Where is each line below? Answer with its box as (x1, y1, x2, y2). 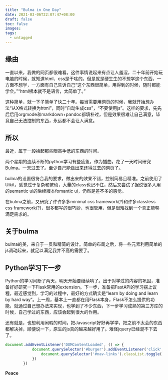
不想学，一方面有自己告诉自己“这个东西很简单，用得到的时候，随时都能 (13, 82, 161, 88)
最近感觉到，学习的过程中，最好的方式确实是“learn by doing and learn (13, 290, 158, 296)
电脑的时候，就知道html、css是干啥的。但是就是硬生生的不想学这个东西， (5, 76, 157, 82)
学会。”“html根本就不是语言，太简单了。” (5, 88, 86, 94)
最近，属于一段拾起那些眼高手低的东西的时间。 (5, 148, 101, 154)
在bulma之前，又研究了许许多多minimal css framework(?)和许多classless (5, 198, 156, 204)
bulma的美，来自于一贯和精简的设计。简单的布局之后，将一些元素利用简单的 (5, 241, 162, 247)
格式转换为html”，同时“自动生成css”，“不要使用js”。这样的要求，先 (18, 105, 157, 111)
